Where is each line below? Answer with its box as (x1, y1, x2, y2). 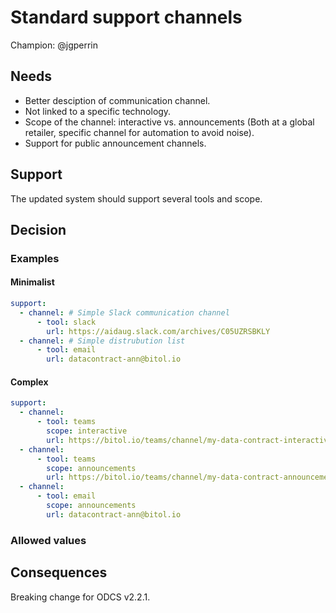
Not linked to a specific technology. (24, 105, 172, 117)
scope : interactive (46, 426, 128, 436)
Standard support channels (10, 6, 243, 29)
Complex (10, 376, 49, 388)
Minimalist (10, 276, 55, 288)
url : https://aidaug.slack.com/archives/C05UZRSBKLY (46, 326, 271, 336)
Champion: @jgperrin (10, 39, 99, 51)
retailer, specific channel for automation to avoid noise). (24, 126, 255, 138)
